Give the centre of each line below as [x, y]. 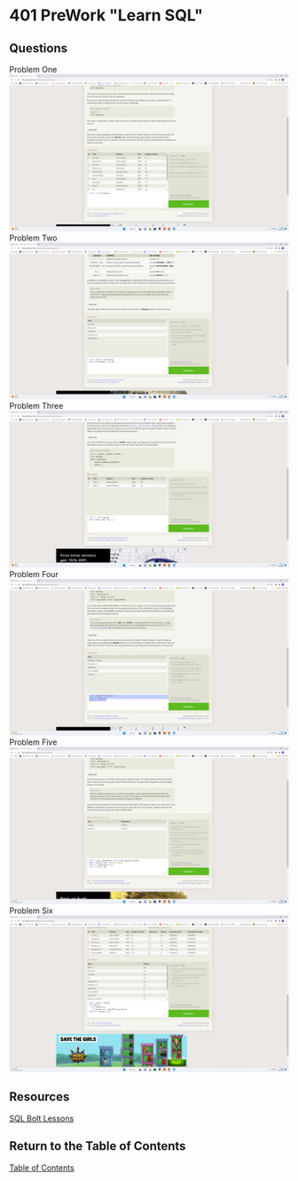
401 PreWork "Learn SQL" [106, 16]
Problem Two [33, 238]
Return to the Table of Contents [98, 1146]
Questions [39, 48]
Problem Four [34, 574]
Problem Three [36, 406]
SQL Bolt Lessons [42, 1118]
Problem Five [33, 742]
